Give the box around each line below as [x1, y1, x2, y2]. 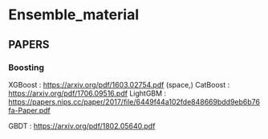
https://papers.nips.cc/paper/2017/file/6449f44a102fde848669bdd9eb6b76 [8, 96, 261, 106]
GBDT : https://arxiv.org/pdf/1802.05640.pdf [8, 121, 156, 130]
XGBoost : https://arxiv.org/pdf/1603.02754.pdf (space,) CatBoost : [8, 80, 230, 89]
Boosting [8, 62, 44, 73]
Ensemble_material [8, 6, 139, 24]
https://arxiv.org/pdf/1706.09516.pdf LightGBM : [8, 88, 167, 98]
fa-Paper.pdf [8, 105, 51, 115]
